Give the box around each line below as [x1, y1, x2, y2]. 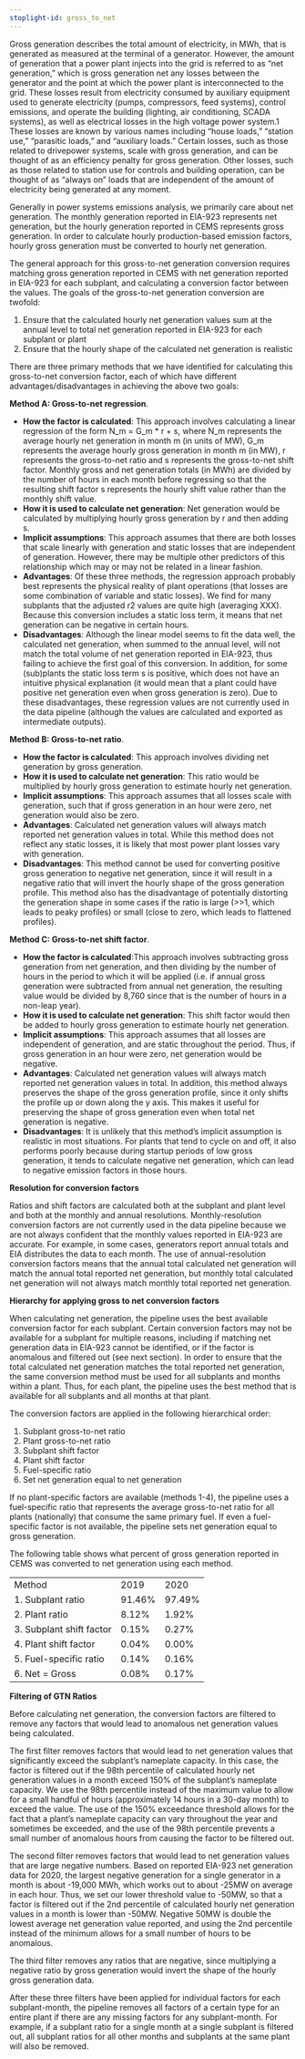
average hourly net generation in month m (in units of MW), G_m [22, 435, 265, 446]
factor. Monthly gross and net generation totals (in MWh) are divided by [22, 464, 291, 475]
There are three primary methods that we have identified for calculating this [9, 361, 293, 372]
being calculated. [9, 1727, 75, 1738]
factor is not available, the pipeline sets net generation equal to [41, 1520, 278, 1532]
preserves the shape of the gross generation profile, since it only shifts [22, 1087, 289, 1098]
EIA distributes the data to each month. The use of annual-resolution [9, 1248, 267, 1259]
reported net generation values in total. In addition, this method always [22, 1077, 288, 1088]
